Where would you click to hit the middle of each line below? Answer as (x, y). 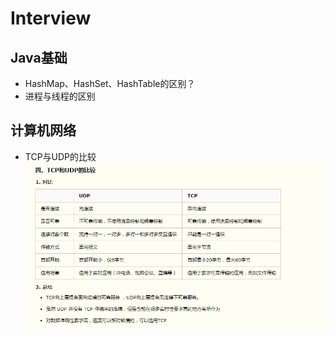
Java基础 (39, 57)
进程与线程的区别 (60, 96)
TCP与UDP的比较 (60, 156)
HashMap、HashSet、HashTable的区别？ (110, 83)
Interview (51, 18)
